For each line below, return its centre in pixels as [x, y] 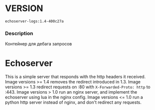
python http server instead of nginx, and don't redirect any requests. [73, 102]
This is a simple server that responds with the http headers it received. [75, 77]
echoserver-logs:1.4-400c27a [34, 21]
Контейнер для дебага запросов [39, 44]
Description [19, 33]
